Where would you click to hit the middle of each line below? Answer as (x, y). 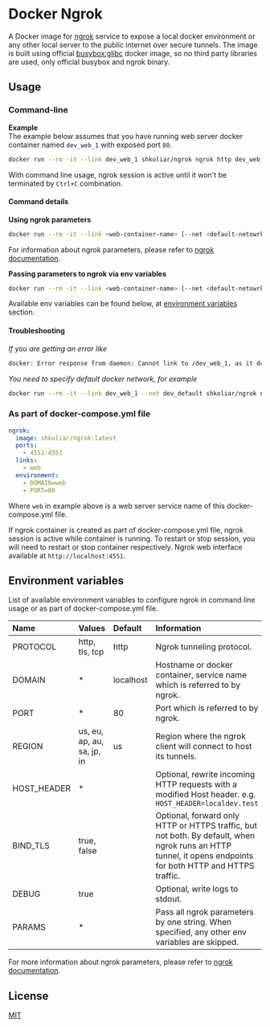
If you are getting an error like (58, 348)
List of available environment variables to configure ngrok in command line (132, 600)
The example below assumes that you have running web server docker (126, 136)
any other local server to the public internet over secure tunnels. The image (133, 44)
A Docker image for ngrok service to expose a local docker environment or (132, 36)
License (29, 996)
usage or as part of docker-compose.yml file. (83, 608)
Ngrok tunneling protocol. (204, 647)
